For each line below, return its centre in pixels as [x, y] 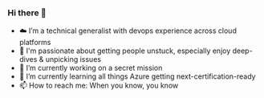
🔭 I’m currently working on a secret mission [91, 68]
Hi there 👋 [27, 13]
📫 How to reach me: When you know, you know [99, 86]
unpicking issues [73, 59]
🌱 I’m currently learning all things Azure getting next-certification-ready [137, 76]
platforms [35, 43]
